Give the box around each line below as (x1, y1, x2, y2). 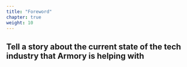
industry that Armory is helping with (6, 51, 144, 61)
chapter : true (6, 14, 42, 20)
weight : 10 (6, 20, 34, 25)
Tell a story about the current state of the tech (6, 42, 182, 52)
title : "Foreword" (6, 8, 52, 15)
